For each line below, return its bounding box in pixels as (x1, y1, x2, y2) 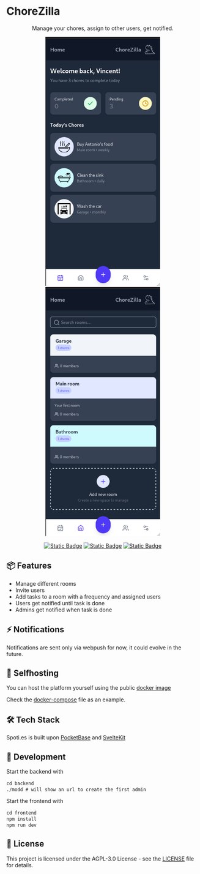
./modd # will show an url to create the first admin (6, 786, 147, 793)
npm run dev (6, 822, 37, 829)
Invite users (15, 586, 45, 594)
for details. (6, 861, 34, 868)
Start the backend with (6, 768, 64, 775)
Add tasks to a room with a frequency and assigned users (15, 592, 161, 600)
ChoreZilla (6, 4, 61, 18)
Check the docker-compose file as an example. (6, 696, 126, 703)
